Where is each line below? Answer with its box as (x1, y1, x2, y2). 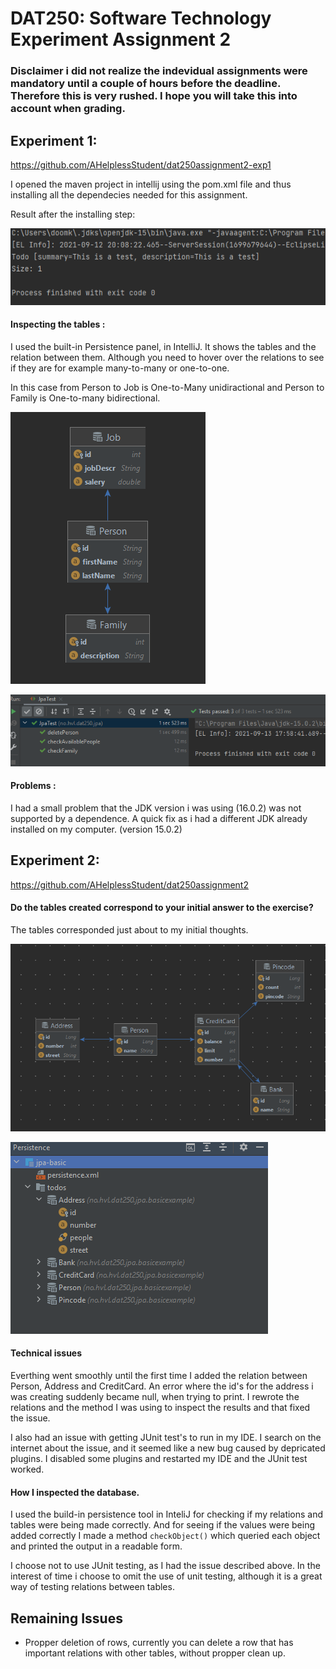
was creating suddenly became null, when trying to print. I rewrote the (10, 1390, 300, 1402)
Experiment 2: (10, 852, 100, 869)
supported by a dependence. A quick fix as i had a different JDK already (10, 812, 308, 824)
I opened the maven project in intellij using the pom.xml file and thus (10, 178, 292, 190)
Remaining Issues (10, 1610, 123, 1627)
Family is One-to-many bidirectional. (10, 392, 161, 404)
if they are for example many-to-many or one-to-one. (10, 362, 230, 374)
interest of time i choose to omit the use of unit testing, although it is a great (10, 1570, 323, 1582)
